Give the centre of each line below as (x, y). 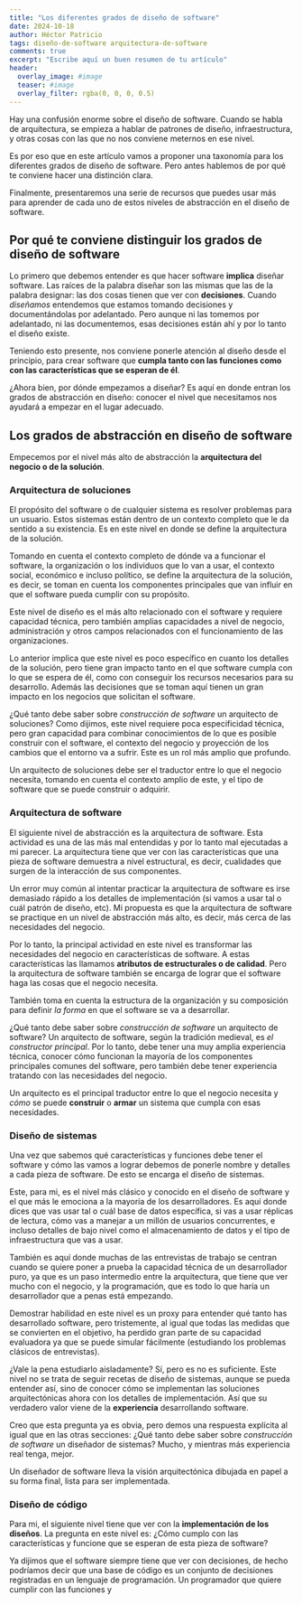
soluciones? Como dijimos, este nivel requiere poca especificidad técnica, (147, 724)
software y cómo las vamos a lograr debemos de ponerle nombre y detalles (150, 1165)
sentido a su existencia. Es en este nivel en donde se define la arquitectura (148, 529)
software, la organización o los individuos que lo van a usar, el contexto (142, 566)
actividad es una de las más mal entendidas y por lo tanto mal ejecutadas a (149, 842)
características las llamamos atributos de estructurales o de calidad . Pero (148, 963)
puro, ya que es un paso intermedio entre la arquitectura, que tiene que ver (149, 1277)
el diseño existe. (40, 333)
